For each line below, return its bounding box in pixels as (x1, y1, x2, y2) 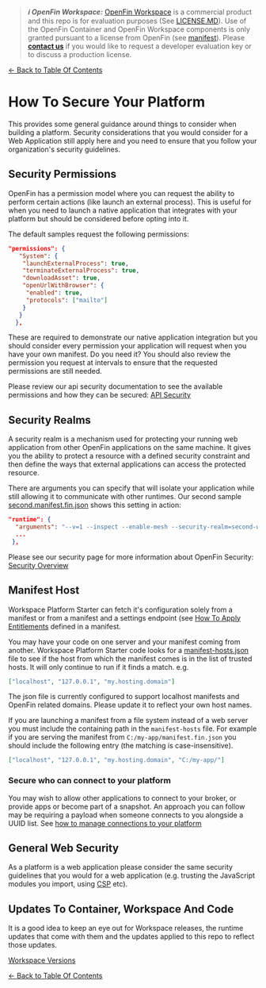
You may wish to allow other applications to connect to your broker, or (8, 793, 237, 802)
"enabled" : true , (25, 289, 83, 297)
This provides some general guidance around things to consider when (8, 119, 237, 129)
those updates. (8, 940, 58, 950)
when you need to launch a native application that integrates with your (8, 206, 237, 215)
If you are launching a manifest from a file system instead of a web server (8, 716, 249, 725)
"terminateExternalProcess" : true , (22, 267, 140, 275)
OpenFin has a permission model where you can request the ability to (8, 188, 235, 198)
